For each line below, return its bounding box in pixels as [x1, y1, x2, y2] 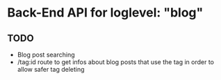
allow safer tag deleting [17, 66, 85, 73]
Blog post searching [17, 50, 75, 59]
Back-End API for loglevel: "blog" [7, 5, 204, 21]
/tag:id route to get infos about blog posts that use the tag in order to [17, 58, 214, 66]
